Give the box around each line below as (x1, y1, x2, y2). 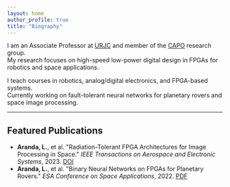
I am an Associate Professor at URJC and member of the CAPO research (7, 42, 212, 50)
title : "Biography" (7, 23, 63, 29)
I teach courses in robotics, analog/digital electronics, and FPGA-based (7, 77, 208, 85)
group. (7, 49, 26, 57)
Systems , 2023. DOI (16, 158, 74, 166)
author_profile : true (7, 16, 69, 23)
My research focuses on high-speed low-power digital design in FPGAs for (7, 56, 218, 64)
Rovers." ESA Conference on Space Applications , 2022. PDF (16, 172, 188, 180)
